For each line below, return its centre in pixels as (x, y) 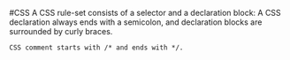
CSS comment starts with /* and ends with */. (96, 48)
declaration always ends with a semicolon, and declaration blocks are (136, 22)
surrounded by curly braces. (61, 31)
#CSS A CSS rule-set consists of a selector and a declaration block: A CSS (145, 13)
